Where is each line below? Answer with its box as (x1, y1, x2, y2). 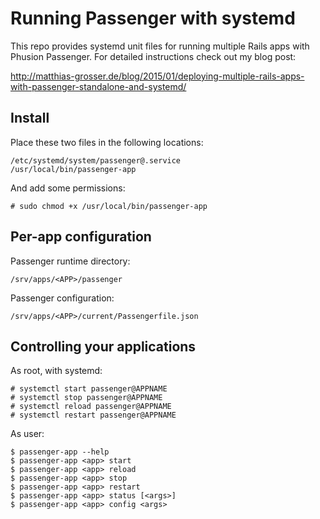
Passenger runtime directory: (10, 255, 131, 267)
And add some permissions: (10, 182, 126, 194)
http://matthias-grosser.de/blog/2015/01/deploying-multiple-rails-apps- (10, 70, 305, 82)
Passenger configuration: (10, 292, 115, 304)
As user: (10, 428, 45, 440)
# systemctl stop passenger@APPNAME (10, 393, 163, 403)
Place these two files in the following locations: (10, 136, 204, 148)
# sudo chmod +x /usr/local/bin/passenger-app (10, 201, 208, 211)
